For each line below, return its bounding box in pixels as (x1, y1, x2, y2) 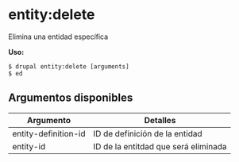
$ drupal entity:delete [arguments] (8, 62, 129, 71)
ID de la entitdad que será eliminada (93, 141, 227, 152)
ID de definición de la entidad (93, 128, 202, 139)
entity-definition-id (12, 128, 86, 139)
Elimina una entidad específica (8, 32, 109, 41)
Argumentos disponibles (8, 91, 133, 105)
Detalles (144, 114, 176, 125)
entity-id (12, 141, 46, 152)
